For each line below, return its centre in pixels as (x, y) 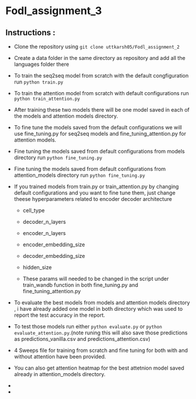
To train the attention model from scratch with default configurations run (101, 93)
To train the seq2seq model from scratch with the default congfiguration (101, 76)
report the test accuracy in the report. (60, 315)
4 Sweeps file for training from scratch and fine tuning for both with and (101, 350)
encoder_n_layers (44, 233)
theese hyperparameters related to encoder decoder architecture (93, 199)
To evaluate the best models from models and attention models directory (102, 303)
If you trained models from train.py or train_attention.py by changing (97, 187)
